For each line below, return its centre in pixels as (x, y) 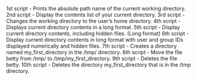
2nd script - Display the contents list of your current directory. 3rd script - (96, 15)
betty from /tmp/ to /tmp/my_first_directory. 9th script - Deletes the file (92, 59)
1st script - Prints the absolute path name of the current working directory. (96, 9)
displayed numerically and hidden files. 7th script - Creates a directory (91, 46)
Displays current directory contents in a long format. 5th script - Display (93, 27)
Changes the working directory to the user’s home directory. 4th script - (94, 21)
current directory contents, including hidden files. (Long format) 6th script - (98, 34)
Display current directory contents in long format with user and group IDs (95, 40)
